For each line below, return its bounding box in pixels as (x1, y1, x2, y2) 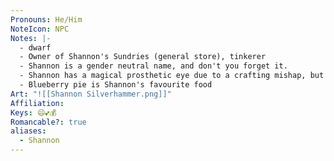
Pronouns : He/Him (10, 14, 83, 25)
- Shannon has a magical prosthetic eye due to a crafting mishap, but (19, 71, 325, 81)
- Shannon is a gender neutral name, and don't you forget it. (19, 61, 288, 71)
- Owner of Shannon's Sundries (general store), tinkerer (19, 52, 267, 62)
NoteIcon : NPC (10, 24, 70, 34)
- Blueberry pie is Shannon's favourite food (19, 80, 213, 90)
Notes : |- (10, 33, 52, 43)
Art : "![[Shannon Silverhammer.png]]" (10, 89, 172, 99)
